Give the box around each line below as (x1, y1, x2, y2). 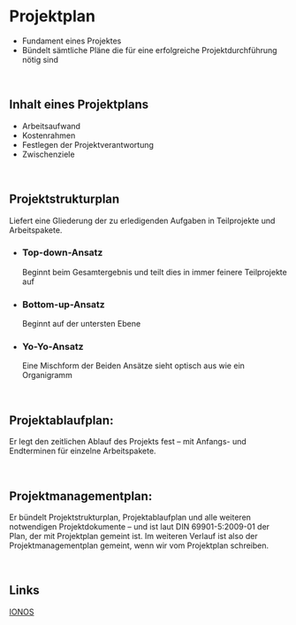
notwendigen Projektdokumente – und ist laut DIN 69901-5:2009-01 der (9, 521, 270, 532)
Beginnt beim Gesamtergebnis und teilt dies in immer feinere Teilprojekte (21, 266, 287, 277)
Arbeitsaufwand (21, 120, 81, 131)
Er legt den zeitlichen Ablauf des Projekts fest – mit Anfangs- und (9, 436, 247, 447)
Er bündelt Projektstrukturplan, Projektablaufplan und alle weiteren (9, 512, 252, 523)
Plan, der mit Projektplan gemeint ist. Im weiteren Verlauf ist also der (9, 531, 258, 542)
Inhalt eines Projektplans (9, 97, 148, 112)
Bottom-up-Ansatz (21, 298, 105, 311)
